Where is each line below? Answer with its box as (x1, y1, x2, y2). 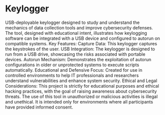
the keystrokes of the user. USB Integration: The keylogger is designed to (5, 46, 156, 52)
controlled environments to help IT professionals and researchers (5, 72, 139, 78)
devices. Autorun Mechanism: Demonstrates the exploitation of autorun (5, 56, 152, 62)
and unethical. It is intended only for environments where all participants (5, 99, 153, 105)
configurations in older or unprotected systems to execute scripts (5, 62, 139, 68)
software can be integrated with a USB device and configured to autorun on (5, 35, 161, 41)
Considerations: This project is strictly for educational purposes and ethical (5, 83, 159, 89)
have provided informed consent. (5, 104, 74, 110)
